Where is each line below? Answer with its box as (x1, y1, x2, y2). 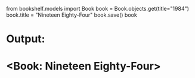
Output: (6, 32, 45, 46)
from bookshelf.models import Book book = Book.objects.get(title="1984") (6, 5, 190, 12)
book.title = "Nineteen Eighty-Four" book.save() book (6, 11, 137, 18)
